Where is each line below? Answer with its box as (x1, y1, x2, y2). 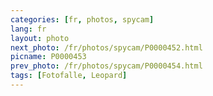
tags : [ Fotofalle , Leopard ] (10, 71, 128, 81)
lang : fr (10, 24, 47, 34)
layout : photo (10, 33, 70, 43)
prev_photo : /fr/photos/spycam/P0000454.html (10, 61, 203, 71)
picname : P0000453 (10, 52, 87, 62)
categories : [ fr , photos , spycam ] (10, 14, 155, 25)
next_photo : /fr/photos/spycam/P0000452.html (10, 42, 203, 53)
